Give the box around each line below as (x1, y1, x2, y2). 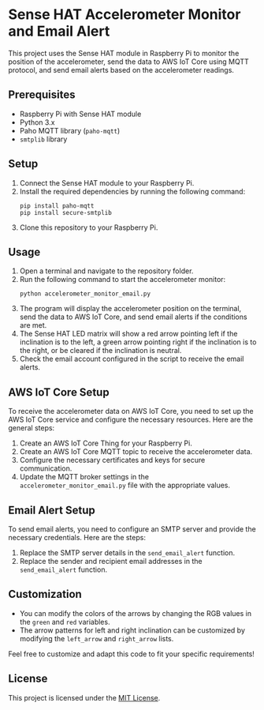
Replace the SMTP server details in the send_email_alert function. (19, 548, 235, 558)
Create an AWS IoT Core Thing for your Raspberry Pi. (19, 438, 193, 448)
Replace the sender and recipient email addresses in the (19, 557, 203, 565)
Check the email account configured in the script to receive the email (19, 354, 244, 364)
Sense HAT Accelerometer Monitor (8, 6, 241, 24)
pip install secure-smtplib (19, 208, 112, 216)
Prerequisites (8, 88, 76, 102)
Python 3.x (19, 117, 55, 127)
